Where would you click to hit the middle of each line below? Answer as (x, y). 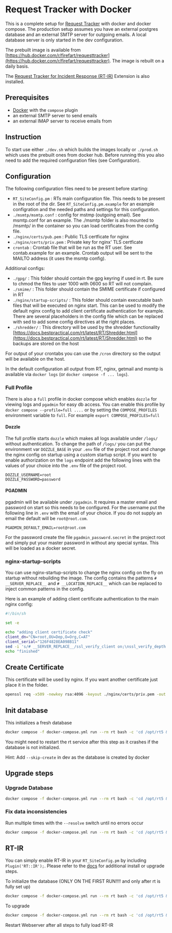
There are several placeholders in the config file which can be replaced (88, 317)
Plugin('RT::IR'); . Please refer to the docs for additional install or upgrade (85, 866)
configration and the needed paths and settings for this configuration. (86, 210)
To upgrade (17, 906)
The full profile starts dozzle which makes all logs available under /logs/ (81, 438)
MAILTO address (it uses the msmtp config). (59, 258)
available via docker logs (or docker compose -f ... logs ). (67, 375)
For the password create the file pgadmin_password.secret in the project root (85, 537)
